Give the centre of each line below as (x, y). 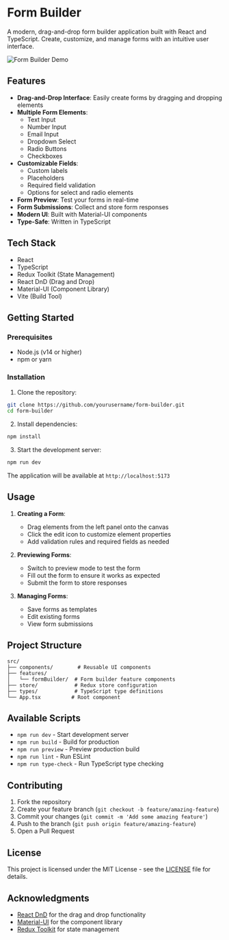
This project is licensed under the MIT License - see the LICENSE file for (109, 869)
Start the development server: (59, 450)
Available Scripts (44, 718)
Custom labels (48, 170)
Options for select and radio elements (80, 192)
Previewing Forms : (44, 554)
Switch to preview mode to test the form (84, 568)
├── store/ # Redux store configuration (82, 685)
